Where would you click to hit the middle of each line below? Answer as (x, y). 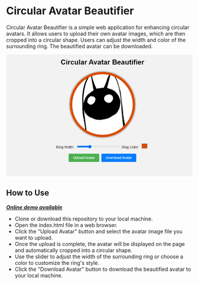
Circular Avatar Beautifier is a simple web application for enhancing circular (98, 27)
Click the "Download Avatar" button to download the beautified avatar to (103, 269)
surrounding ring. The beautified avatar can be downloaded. (79, 46)
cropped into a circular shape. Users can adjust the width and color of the (96, 40)
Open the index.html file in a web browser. (66, 225)
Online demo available (35, 207)
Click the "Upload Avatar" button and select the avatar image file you (99, 231)
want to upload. (34, 238)
